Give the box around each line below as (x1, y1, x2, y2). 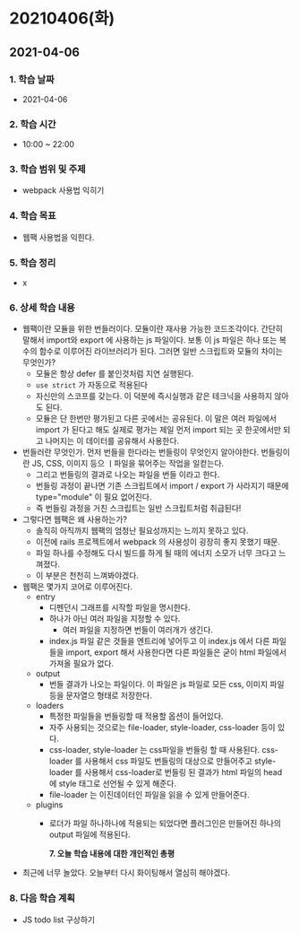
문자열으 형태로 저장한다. (65, 690, 152, 701)
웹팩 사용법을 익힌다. (21, 231, 95, 242)
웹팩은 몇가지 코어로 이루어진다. (21, 581, 132, 592)
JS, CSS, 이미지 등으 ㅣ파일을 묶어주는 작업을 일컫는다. (31, 458, 225, 469)
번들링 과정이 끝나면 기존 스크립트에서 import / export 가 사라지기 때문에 (35, 481, 289, 492)
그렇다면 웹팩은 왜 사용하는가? (21, 514, 128, 525)
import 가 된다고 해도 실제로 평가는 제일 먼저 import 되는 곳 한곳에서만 (35, 424, 282, 435)
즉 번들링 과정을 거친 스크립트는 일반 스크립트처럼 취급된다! (35, 503, 242, 514)
